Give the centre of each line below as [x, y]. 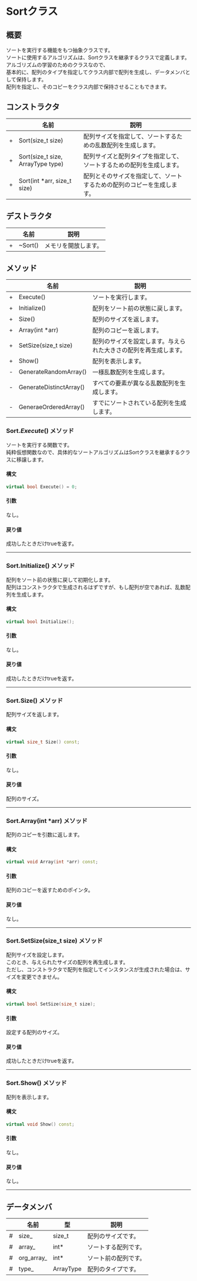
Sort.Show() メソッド [37, 1083]
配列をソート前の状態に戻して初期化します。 [60, 579]
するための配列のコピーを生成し [127, 185]
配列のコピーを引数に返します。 [45, 835]
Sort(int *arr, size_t [45, 181]
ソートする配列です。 [116, 1247]
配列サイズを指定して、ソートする [130, 136]
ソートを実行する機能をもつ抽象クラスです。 [60, 50]
